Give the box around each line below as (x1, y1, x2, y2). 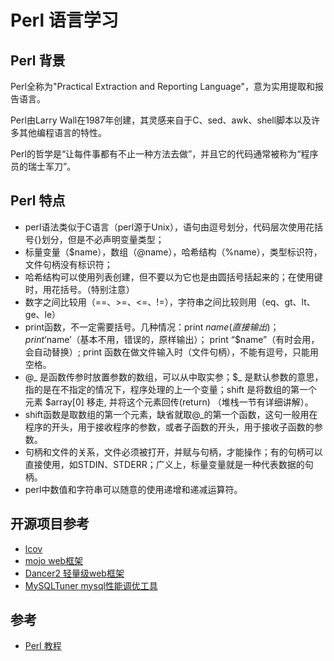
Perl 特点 (10, 192, 66, 210)
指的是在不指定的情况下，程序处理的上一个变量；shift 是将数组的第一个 (24, 383, 318, 395)
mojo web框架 (24, 554, 84, 566)
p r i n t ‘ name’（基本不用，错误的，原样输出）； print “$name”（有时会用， (24, 333, 320, 345)
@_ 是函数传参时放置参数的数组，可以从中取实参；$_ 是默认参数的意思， (24, 371, 324, 383)
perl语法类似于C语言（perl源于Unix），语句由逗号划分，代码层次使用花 (24, 221, 315, 233)
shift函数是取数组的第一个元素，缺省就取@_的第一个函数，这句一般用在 (24, 408, 318, 420)
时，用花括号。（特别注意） (24, 283, 135, 295)
